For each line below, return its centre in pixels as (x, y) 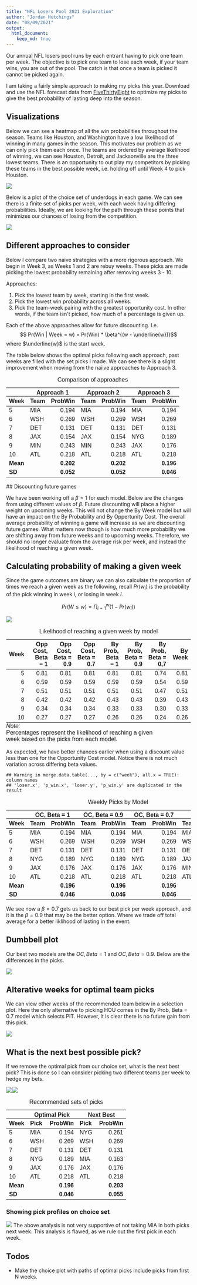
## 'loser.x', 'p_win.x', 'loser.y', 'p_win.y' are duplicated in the (94, 785)
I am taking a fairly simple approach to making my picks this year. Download (98, 86)
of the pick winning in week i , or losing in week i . (64, 595)
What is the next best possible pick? (74, 1052)
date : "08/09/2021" (30, 22)
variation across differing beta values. (52, 764)
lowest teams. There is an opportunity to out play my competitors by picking (98, 162)
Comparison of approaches (93, 380)
